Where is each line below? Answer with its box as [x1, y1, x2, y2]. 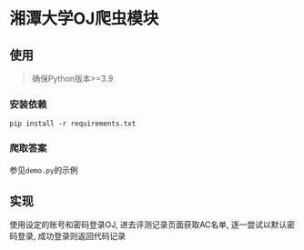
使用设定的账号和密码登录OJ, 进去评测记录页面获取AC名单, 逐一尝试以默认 [9, 219, 288, 230]
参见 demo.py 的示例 [9, 165, 79, 175]
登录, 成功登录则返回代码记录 [16, 231, 126, 242]
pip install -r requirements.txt [9, 119, 137, 128]
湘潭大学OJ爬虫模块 [9, 8, 159, 29]
